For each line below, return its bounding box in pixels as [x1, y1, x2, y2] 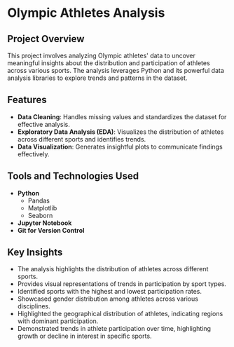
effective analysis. [17, 120, 70, 128]
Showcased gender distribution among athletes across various [17, 294, 198, 303]
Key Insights [7, 247, 63, 259]
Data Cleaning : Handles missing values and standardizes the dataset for [17, 112, 227, 121]
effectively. [17, 149, 50, 158]
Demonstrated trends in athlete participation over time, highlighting [17, 325, 212, 333]
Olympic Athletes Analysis [7, 5, 165, 21]
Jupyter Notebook [17, 219, 72, 227]
